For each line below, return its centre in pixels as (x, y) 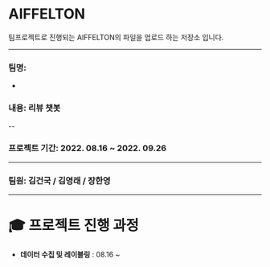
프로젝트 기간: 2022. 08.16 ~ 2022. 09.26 (88, 148)
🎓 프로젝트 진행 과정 (74, 226)
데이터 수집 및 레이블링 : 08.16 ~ (70, 255)
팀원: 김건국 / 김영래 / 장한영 (59, 180)
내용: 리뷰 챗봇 (35, 108)
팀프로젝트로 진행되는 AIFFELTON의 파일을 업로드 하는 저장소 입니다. (116, 37)
